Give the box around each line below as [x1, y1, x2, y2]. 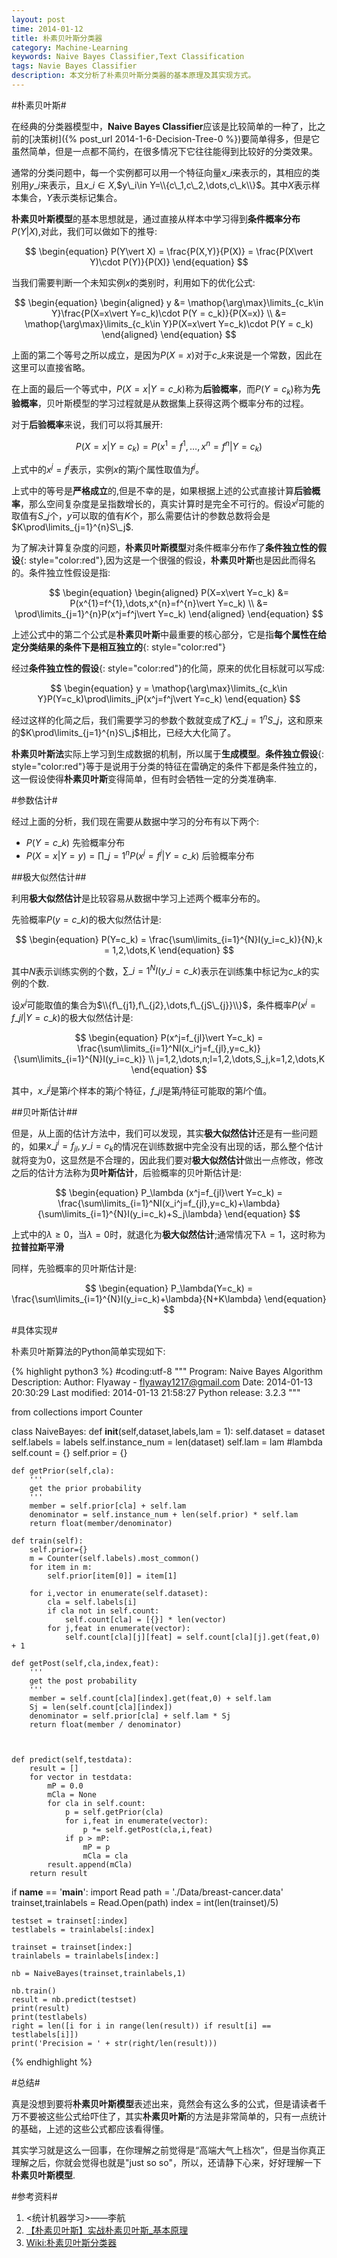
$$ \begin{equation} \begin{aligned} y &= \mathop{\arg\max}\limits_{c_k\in [14, 296, 324, 308]
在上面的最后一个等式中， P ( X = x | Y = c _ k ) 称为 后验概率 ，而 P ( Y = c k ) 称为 [11, 382, 312, 397]
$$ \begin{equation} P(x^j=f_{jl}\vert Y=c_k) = [74, 1032, 264, 1044]
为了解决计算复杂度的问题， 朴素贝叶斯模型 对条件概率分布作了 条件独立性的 [11, 542, 318, 554]
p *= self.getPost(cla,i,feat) [82, 1825, 214, 1835]
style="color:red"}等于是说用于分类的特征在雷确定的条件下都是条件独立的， [11, 761, 323, 773]
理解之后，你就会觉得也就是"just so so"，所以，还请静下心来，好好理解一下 [11, 2157, 322, 2169]
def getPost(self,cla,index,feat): [11, 1659, 160, 1669]
